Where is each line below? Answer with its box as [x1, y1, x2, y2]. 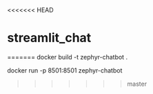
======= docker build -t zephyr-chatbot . [7, 53, 128, 61]
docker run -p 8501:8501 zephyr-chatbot [7, 66, 123, 75]
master [127, 79, 147, 88]
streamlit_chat [7, 30, 92, 46]
